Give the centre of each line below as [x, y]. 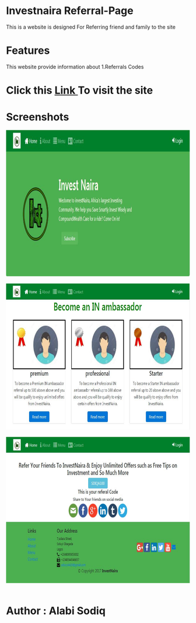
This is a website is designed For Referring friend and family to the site [91, 27]
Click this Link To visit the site [80, 90]
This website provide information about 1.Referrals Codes [75, 67]
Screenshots [38, 117]
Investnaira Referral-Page [70, 11]
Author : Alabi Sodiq [56, 611]
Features [28, 51]
